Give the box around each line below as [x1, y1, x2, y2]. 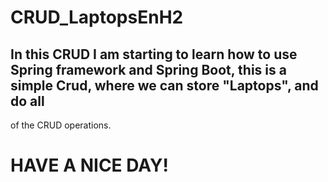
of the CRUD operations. [10, 119, 112, 131]
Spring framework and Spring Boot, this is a [10, 61, 287, 78]
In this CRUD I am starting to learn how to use [10, 46, 298, 63]
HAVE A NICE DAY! [10, 154, 169, 177]
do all [10, 92, 45, 110]
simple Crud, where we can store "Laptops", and [10, 77, 319, 94]
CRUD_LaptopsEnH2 [10, 6, 184, 29]
